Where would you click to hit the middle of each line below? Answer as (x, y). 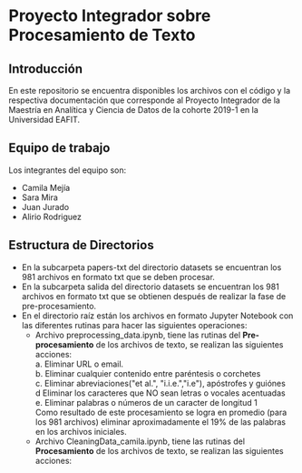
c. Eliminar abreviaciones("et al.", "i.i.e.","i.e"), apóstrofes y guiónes (161, 383)
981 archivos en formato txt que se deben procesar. (118, 277)
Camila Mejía (46, 187)
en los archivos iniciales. (81, 431)
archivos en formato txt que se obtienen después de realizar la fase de (154, 296)
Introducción (46, 69)
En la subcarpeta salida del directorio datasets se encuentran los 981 (151, 287)
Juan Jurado (45, 206)
